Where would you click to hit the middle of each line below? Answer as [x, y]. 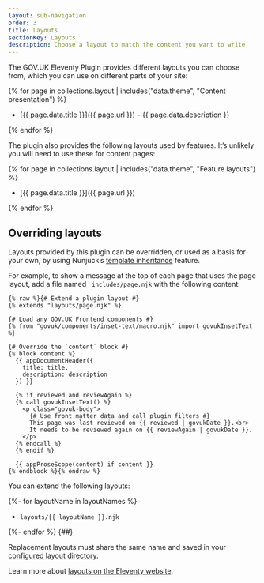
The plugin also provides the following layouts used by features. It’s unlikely [131, 145]
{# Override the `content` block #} [68, 347]
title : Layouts [33, 30]
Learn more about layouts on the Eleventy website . [91, 570]
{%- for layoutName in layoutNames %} [73, 501]
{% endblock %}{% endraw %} [55, 471]
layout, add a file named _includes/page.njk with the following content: [124, 284]
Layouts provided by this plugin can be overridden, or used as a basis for [127, 252]
